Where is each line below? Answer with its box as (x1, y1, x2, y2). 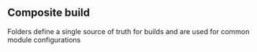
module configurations (7, 35, 81, 44)
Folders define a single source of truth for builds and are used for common (7, 26, 250, 36)
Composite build (7, 6, 91, 19)
